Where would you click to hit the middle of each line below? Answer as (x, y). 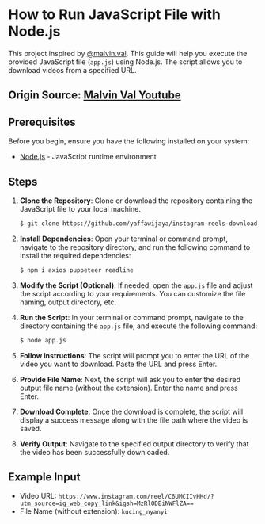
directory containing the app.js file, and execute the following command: (138, 326)
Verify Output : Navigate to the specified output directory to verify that (134, 444)
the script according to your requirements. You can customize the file (132, 293)
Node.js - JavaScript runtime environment (88, 157)
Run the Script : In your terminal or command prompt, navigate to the (131, 317)
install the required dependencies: (75, 255)
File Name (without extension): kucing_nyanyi (93, 511)
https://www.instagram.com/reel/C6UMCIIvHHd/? (136, 497)
